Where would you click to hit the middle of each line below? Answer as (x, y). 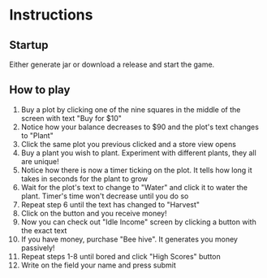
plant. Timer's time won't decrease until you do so (105, 196)
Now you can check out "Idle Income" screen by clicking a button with (138, 222)
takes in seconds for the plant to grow (84, 178)
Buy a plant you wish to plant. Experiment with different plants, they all (138, 153)
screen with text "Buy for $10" (71, 118)
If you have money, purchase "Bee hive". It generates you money (129, 239)
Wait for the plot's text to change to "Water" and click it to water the (134, 187)
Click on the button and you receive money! (94, 213)
